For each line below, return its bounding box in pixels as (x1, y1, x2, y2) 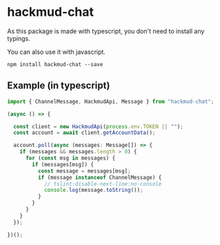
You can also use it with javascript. (7, 48, 106, 56)
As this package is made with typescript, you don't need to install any (7, 27, 205, 35)
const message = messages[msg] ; (37, 167, 131, 175)
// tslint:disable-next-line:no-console (43, 180, 162, 187)
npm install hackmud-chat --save (7, 61, 103, 68)
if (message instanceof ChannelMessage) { (37, 174, 162, 181)
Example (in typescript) (7, 80, 110, 92)
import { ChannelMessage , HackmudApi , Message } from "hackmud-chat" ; (7, 98, 214, 105)
